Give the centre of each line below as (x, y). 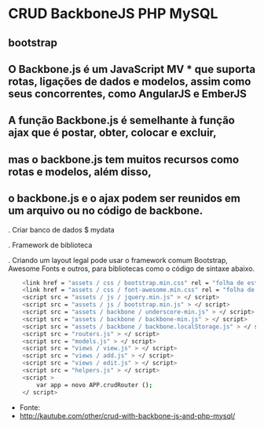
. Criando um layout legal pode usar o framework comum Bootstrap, (118, 260)
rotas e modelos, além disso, (80, 172)
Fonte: (30, 407)
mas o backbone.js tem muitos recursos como (124, 159)
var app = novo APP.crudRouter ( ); (95, 385)
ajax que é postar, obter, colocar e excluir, (113, 133)
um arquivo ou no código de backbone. (106, 211)
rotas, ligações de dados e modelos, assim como (130, 81)
